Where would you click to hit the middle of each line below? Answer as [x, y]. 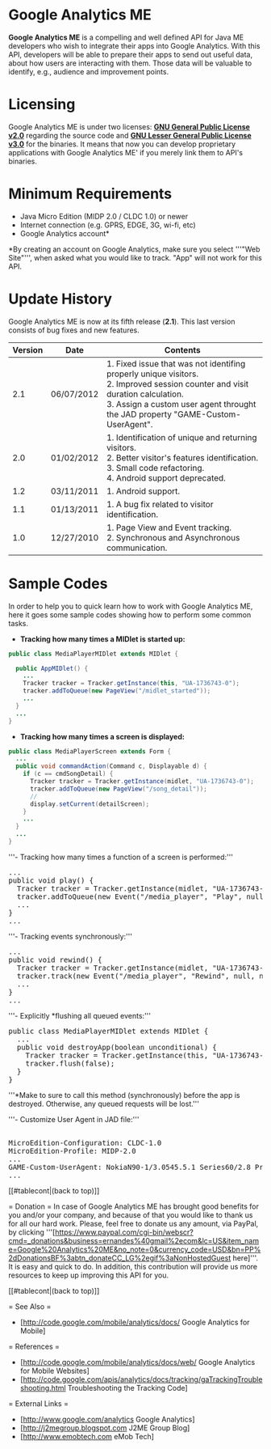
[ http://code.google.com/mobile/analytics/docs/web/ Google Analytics [138, 1362]
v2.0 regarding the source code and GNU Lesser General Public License [130, 135]
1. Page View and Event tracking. [169, 527]
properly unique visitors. [152, 374]
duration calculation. [145, 394]
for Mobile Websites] [55, 1371]
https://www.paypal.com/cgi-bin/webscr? [124, 1232]
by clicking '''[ [32, 1232]
